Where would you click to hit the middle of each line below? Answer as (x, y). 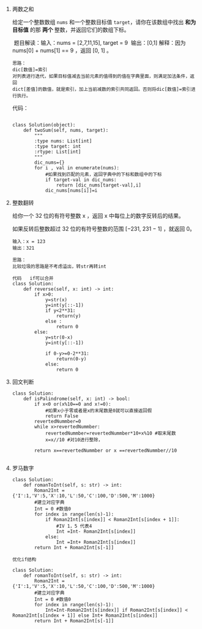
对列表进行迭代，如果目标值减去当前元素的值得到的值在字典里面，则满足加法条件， (101, 76)
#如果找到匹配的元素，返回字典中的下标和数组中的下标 (103, 174)
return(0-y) (71, 359)
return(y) (69, 316)
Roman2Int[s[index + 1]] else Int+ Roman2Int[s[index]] (85, 615)
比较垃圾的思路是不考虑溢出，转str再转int (59, 266)
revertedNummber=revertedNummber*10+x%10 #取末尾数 (110, 433)
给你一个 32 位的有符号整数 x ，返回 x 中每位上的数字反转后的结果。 (98, 216)
